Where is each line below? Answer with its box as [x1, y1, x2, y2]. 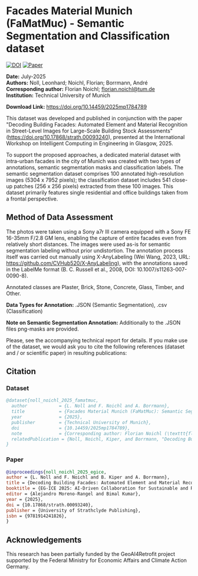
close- [171, 176, 188, 183]
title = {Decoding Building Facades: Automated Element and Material [6, 480, 181, 486]
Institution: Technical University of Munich [6, 92, 111, 99]
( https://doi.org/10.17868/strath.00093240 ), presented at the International [6, 133, 185, 140]
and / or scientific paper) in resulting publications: [6, 349, 127, 356]
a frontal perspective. [6, 195, 58, 202]
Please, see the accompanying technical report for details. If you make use [6, 336, 188, 344]
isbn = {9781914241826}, [6, 513, 67, 519]
